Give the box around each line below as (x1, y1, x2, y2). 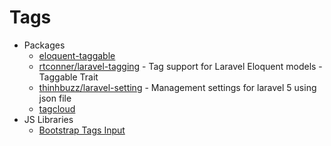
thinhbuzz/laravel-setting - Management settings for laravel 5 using (38, 81, 317, 93)
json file (38, 92, 72, 104)
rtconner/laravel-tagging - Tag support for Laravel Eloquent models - (38, 60, 323, 72)
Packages (23, 39, 66, 51)
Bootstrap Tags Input (38, 124, 126, 136)
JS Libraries (23, 113, 74, 125)
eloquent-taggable (38, 49, 116, 61)
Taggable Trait (38, 71, 99, 83)
